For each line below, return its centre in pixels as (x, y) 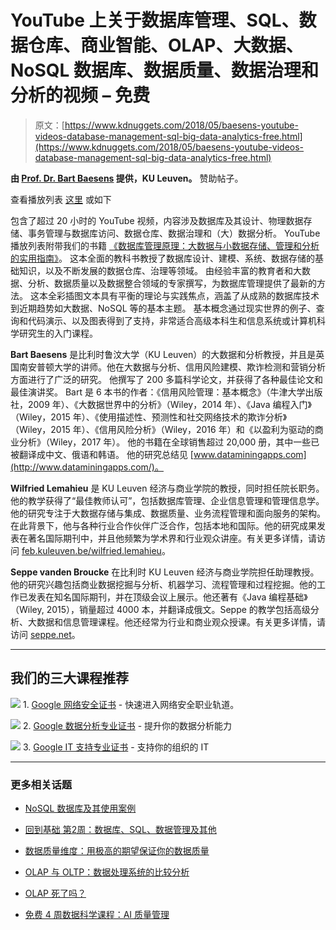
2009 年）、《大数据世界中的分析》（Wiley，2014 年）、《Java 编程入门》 (169, 404)
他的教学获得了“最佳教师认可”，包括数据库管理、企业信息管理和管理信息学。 (167, 500)
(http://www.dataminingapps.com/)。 (87, 467)
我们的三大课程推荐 (69, 678)
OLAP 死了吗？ (55, 893)
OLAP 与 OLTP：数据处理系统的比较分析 (107, 872)
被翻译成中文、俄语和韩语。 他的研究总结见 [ (102, 454)
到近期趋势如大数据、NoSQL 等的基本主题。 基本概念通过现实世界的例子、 (163, 308)
